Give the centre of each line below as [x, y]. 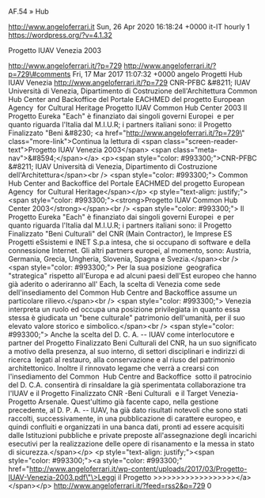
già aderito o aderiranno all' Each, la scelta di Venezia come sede [114, 284]
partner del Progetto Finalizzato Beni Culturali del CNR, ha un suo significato [132, 343]
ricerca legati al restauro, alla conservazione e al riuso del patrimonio [122, 360]
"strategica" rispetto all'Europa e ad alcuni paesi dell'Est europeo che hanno [132, 275]
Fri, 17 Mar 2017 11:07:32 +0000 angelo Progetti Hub [157, 74]
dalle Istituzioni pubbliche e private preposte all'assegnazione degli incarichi [132, 435]
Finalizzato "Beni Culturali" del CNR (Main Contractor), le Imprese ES [120, 234]
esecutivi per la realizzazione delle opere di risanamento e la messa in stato [131, 443]
